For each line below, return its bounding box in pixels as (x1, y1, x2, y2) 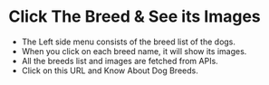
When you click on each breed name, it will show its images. (21, 45, 247, 56)
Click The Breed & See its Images (8, 6, 261, 27)
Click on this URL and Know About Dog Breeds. (21, 65, 198, 76)
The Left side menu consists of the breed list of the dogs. (21, 36, 236, 47)
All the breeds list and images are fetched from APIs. (21, 55, 218, 66)
